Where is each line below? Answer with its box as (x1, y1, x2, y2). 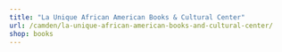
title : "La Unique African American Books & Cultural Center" (9, 12, 245, 22)
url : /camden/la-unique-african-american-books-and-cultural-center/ (9, 21, 274, 30)
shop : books (9, 29, 54, 38)
